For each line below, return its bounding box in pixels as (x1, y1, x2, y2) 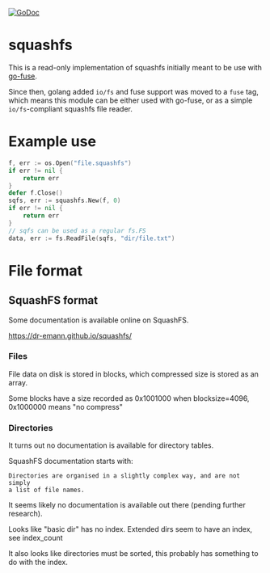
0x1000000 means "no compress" (8, 402, 123, 411)
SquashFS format (8, 293, 99, 307)
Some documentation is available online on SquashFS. (8, 315, 189, 325)
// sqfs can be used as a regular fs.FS (8, 226, 147, 234)
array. (8, 377, 28, 387)
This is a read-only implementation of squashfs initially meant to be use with (8, 62, 263, 72)
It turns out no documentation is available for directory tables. (8, 440, 214, 450)
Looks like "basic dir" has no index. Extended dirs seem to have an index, (8, 525, 253, 534)
